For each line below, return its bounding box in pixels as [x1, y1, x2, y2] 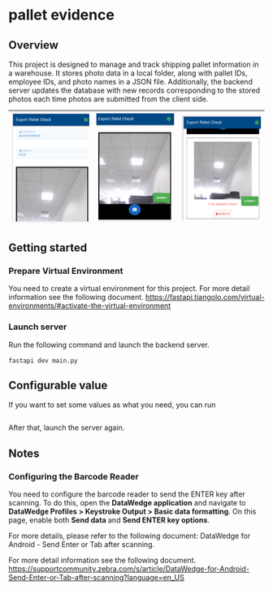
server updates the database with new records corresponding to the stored [8, 85, 261, 95]
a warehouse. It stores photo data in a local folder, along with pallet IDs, [8, 68, 248, 78]
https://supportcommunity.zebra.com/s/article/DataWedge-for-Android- [8, 564, 250, 574]
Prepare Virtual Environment [8, 265, 123, 276]
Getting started [8, 241, 88, 254]
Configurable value [8, 378, 108, 392]
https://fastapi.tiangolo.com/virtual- [145, 293, 266, 302]
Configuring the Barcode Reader [8, 471, 140, 482]
